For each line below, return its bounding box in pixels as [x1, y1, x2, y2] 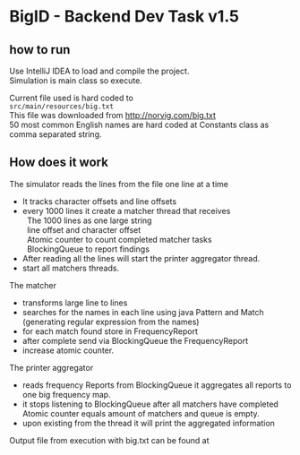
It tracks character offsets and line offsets [21, 195, 177, 207]
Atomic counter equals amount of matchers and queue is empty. [21, 408, 260, 418]
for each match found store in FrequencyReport [21, 325, 199, 337]
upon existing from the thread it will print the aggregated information [21, 417, 276, 428]
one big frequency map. [21, 389, 111, 399]
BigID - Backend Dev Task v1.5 [9, 6, 240, 27]
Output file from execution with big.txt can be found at [9, 434, 210, 445]
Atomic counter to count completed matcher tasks [26, 234, 212, 245]
